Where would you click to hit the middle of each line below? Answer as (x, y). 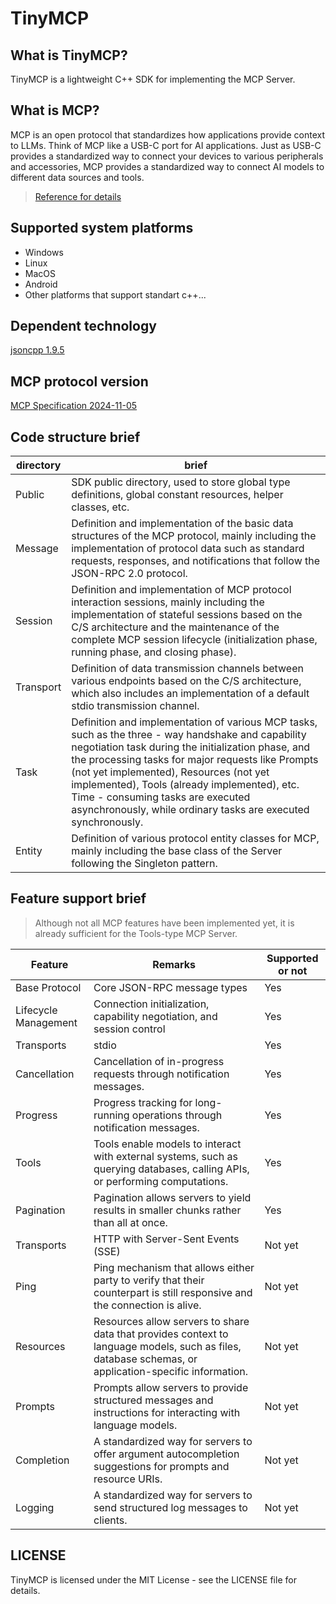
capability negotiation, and (155, 1016)
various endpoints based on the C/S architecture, (186, 681)
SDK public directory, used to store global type (181, 482)
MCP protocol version (79, 381)
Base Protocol (48, 987)
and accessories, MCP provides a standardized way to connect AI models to (167, 166)
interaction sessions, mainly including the (168, 602)
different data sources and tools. (77, 177)
